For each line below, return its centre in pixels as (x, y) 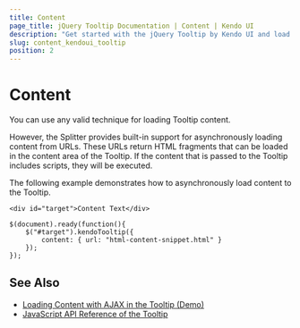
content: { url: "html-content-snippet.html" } (132, 240)
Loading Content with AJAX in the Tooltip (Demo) (113, 304)
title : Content (38, 17)
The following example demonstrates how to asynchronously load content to (150, 183)
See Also (34, 283)
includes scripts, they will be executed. (81, 165)
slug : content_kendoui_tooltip (68, 42)
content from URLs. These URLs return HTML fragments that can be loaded (149, 147)
